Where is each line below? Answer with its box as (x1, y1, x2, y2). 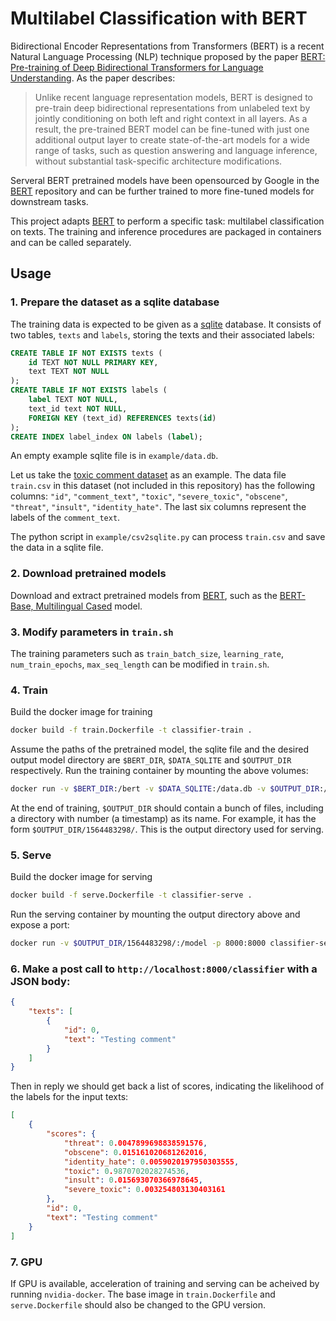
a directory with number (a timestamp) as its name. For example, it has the (10, 813, 317, 825)
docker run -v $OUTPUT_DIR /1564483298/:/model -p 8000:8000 (10, 938, 267, 949)
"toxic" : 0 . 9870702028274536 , (63, 1166, 190, 1176)
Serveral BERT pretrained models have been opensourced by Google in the (10, 174, 320, 186)
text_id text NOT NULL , (28, 403, 128, 414)
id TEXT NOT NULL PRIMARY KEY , (28, 357, 159, 367)
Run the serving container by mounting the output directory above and (10, 908, 301, 921)
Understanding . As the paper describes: (10, 72, 176, 84)
